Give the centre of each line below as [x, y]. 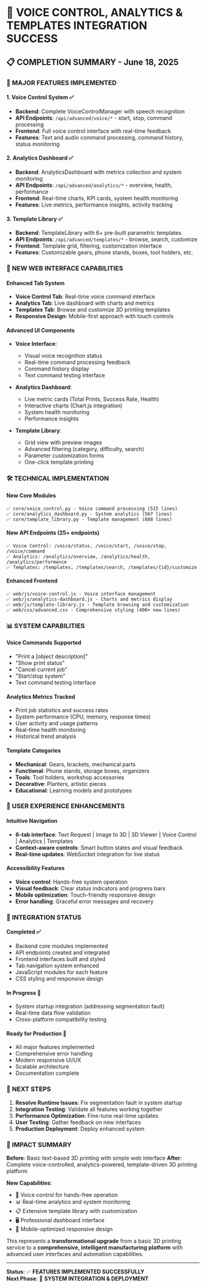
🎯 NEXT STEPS [29, 1089]
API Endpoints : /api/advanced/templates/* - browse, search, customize [106, 240]
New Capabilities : [29, 1183]
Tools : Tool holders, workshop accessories [70, 777]
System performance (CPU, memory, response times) [83, 717]
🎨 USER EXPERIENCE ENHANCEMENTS [66, 806]
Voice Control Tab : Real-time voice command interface [85, 297]
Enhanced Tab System [36, 283]
